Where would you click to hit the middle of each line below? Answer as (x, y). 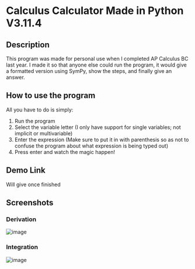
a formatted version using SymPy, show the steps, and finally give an (89, 71)
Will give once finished (33, 184)
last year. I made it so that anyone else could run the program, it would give (96, 65)
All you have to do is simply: (40, 110)
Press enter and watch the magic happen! (65, 152)
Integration (22, 247)
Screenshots (30, 203)
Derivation (21, 219)
